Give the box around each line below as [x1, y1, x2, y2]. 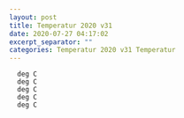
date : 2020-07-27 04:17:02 [9, 29, 109, 38]
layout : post [9, 12, 57, 22]
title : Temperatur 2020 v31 [9, 21, 113, 30]
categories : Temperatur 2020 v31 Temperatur [9, 46, 176, 55]
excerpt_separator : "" [9, 37, 93, 47]
